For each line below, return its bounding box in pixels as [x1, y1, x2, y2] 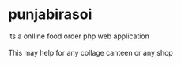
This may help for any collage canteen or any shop [8, 48, 174, 57]
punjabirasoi [8, 5, 92, 23]
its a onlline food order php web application [8, 31, 150, 41]
